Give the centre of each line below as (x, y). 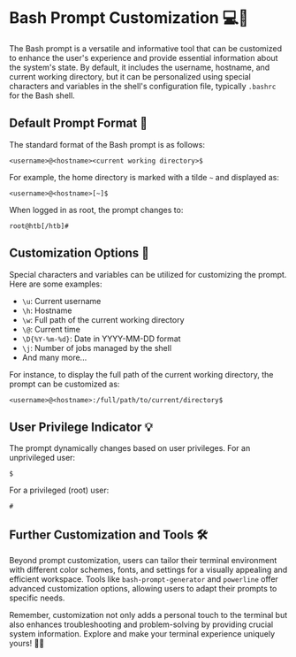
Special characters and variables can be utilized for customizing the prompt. (148, 274)
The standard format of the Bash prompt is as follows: (107, 144)
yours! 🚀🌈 (27, 644)
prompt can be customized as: (65, 384)
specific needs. (37, 598)
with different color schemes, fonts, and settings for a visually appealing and (148, 570)
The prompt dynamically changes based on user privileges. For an (130, 448)
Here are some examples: (56, 284)
